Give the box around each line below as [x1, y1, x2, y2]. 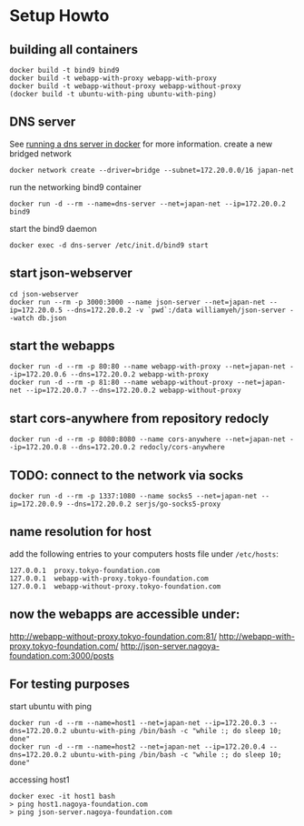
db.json [37, 313, 67, 323]
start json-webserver [9, 266, 133, 281]
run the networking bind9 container [9, 181, 142, 192]
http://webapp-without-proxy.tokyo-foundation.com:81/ [9, 630, 218, 641]
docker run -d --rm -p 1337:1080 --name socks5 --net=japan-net [9, 492, 258, 501]
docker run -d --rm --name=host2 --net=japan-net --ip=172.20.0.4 [9, 742, 266, 751]
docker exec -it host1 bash [9, 791, 116, 801]
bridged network [9, 147, 73, 159]
